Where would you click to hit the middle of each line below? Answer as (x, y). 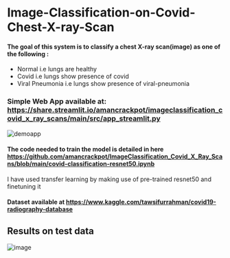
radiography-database (40, 209)
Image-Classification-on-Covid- (101, 13)
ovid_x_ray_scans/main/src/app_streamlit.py (84, 119)
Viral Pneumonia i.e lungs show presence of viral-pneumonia (103, 84)
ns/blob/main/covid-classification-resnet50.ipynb (81, 164)
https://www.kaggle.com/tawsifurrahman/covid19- (141, 202)
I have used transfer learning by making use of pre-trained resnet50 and (109, 179)
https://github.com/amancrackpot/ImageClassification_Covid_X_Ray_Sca (115, 156)
